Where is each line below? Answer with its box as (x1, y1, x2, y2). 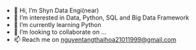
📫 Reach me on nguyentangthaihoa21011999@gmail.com (13, 36, 177, 43)
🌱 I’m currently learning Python (13, 21, 101, 28)
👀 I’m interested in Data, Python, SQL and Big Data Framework (13, 14, 190, 22)
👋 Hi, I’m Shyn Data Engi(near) (13, 7, 99, 14)
